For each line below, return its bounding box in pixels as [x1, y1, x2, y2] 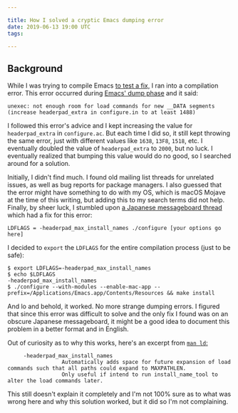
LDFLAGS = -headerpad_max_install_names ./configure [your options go [7, 225, 222, 232]
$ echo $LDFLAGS [7, 271, 56, 278]
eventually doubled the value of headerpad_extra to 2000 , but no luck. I [7, 144, 213, 153]
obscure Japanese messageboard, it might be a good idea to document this [7, 318, 230, 326]
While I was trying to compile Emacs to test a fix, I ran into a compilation [7, 81, 219, 90]
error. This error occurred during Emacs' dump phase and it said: [7, 89, 198, 98]
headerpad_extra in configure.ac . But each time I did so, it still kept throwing [7, 129, 230, 137]
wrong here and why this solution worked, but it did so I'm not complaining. [7, 397, 229, 406]
